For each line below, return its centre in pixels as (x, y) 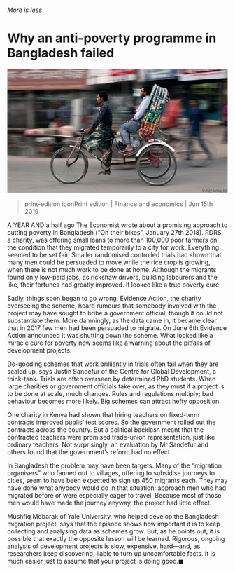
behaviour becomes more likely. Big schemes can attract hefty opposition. (114, 401)
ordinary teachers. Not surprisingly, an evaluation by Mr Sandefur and (108, 444)
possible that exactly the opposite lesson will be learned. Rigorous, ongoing (116, 539)
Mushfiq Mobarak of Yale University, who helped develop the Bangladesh (113, 517)
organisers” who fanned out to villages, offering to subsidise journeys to (111, 473)
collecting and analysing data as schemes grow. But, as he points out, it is (114, 531)
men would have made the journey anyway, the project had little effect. (109, 503)
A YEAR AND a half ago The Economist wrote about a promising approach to (117, 225)
